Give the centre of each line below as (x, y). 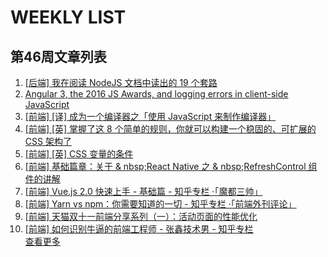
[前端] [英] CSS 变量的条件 (79, 154)
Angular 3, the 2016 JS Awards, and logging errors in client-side (156, 94)
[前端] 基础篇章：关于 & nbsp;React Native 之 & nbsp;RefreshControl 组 (171, 166)
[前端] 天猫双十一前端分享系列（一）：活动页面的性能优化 (141, 216)
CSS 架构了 (48, 141)
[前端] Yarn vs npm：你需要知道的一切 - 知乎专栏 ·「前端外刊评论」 (160, 204)
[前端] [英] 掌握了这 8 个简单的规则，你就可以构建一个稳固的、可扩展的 (170, 129)
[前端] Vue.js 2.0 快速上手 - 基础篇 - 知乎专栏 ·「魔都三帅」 (143, 191)
